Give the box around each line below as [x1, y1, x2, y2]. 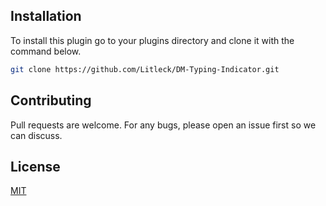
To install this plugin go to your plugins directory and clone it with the [10, 34, 295, 46]
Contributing [10, 92, 92, 109]
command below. [10, 45, 82, 57]
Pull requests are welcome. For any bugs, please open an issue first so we [10, 119, 317, 131]
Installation [10, 8, 82, 25]
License [10, 158, 61, 175]
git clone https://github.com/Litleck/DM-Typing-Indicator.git [10, 64, 280, 74]
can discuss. [10, 129, 63, 141]
